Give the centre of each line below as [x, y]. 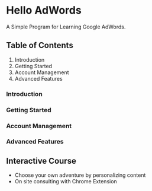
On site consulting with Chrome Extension [66, 182]
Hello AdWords [44, 10]
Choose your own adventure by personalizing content [80, 175]
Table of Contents [40, 45]
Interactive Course [41, 161]
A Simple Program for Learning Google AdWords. [66, 27]
